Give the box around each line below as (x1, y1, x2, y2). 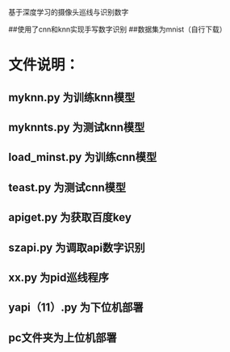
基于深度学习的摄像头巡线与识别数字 (8, 7, 129, 17)
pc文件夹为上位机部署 (8, 330, 117, 345)
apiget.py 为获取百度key (8, 210, 132, 224)
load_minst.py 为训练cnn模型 (8, 151, 157, 164)
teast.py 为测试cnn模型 (8, 180, 127, 194)
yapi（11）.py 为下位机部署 (8, 301, 144, 315)
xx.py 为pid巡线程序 (8, 270, 110, 284)
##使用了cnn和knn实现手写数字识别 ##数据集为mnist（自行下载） (8, 24, 228, 34)
